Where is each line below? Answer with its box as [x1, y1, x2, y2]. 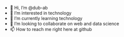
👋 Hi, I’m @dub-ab [9, 5, 48, 10]
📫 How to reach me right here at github [9, 26, 92, 32]
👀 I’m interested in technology [9, 10, 71, 16]
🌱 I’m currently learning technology [9, 15, 82, 21]
